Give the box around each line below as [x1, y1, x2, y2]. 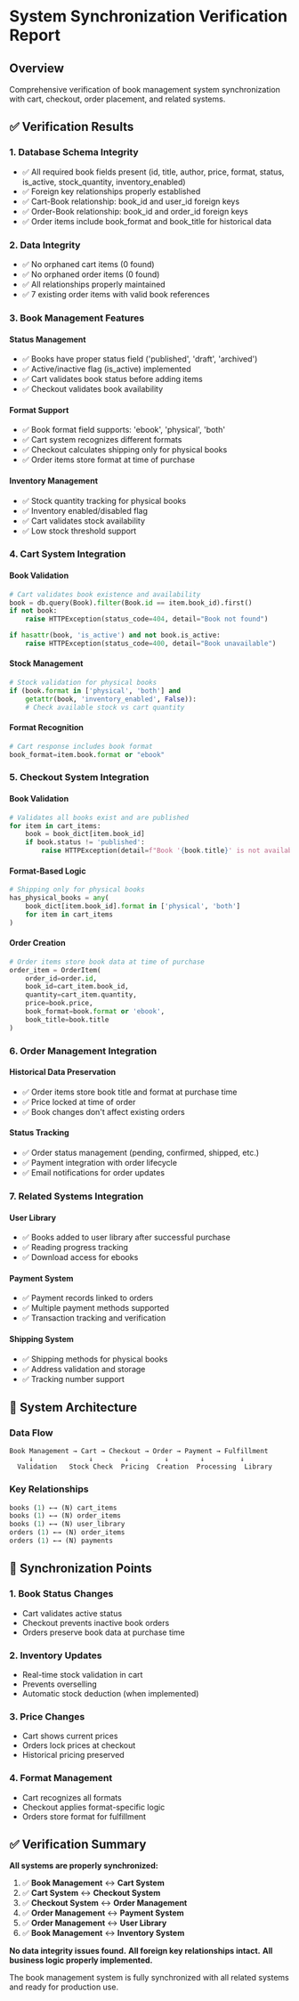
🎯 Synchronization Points [9, 1561, 153, 1576]
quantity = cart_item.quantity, [25, 990, 138, 999]
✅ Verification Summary [9, 1836, 147, 1851]
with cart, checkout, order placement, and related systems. [9, 94, 226, 104]
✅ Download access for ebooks [21, 1252, 139, 1263]
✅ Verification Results [9, 119, 134, 134]
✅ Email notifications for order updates [21, 1167, 166, 1178]
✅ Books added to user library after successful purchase [21, 1232, 231, 1243]
